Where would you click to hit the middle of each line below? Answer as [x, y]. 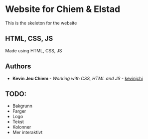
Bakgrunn [22, 106]
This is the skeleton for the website [41, 23]
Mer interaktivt [27, 133]
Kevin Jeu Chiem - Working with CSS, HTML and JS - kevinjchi [77, 78]
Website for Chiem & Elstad [63, 9]
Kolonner [22, 127]
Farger [19, 111]
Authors [18, 67]
